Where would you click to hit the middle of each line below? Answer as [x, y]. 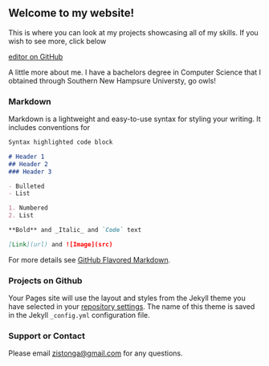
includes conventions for [49, 128]
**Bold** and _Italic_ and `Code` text [75, 230]
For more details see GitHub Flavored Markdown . [90, 259]
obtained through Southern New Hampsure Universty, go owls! [112, 80]
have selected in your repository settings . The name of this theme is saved [132, 307]
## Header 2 [28, 164]
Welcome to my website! [71, 13]
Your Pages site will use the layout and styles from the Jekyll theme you [127, 298]
